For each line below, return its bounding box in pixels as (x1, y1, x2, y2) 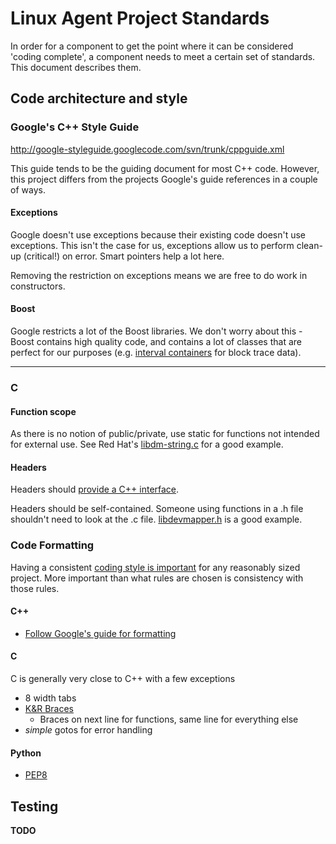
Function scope (10, 405, 77, 417)
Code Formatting (10, 538, 95, 552)
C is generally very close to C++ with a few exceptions (10, 673, 236, 685)
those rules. (10, 582, 60, 594)
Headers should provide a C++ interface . (10, 483, 180, 496)
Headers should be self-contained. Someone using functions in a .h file (10, 503, 304, 515)
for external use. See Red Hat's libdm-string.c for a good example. (10, 438, 284, 451)
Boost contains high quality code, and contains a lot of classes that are (10, 336, 302, 348)
